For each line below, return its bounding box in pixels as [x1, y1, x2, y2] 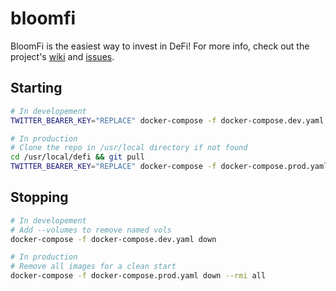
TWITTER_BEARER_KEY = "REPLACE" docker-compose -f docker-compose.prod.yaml [10, 162, 329, 172]
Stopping [10, 189, 69, 206]
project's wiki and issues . [10, 50, 115, 62]
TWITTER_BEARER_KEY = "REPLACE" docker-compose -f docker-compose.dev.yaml [10, 115, 325, 126]
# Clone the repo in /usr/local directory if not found [10, 143, 248, 153]
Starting [10, 80, 63, 97]
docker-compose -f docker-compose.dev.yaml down [10, 234, 217, 244]
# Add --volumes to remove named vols [10, 225, 172, 235]
